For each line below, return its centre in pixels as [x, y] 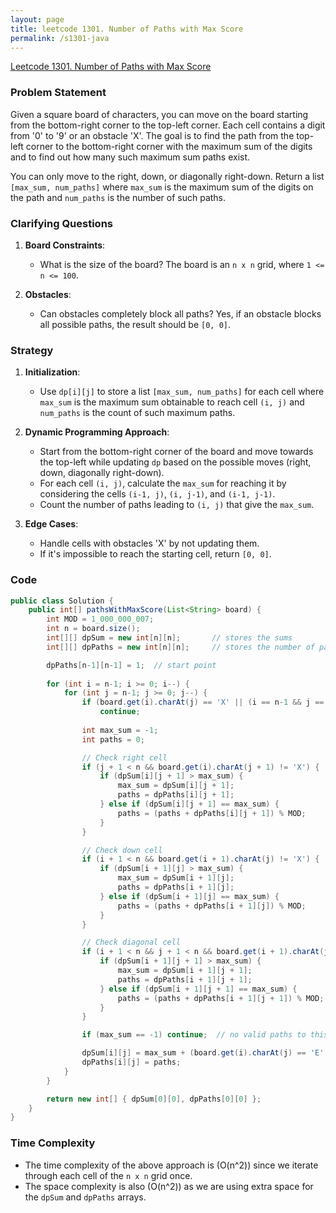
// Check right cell [124, 757]
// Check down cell [122, 850]
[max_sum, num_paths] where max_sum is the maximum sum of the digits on [162, 187]
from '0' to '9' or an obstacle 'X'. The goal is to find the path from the [152, 135]
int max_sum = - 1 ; [120, 730]
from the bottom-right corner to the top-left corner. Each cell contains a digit [168, 125]
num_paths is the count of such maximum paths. [137, 413]
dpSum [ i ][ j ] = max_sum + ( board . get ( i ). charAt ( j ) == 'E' [203, 1053]
